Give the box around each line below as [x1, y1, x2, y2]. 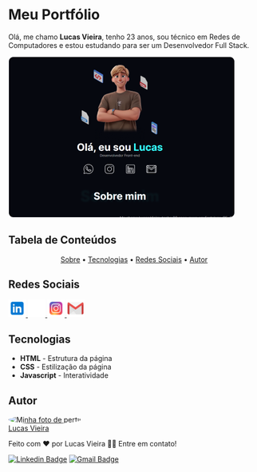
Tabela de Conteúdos [8, 233, 117, 247]
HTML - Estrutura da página [19, 354, 113, 363]
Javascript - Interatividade [19, 371, 109, 380]
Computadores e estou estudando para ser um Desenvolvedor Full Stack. [8, 40, 250, 50]
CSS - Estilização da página [19, 362, 112, 372]
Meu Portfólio [8, 6, 101, 24]
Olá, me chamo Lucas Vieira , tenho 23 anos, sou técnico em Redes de [8, 32, 241, 42]
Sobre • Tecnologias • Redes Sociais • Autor [60, 254, 208, 264]
